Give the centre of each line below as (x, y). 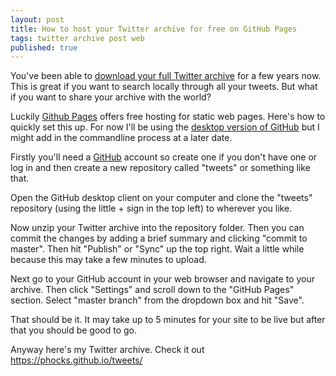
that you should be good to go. (74, 330)
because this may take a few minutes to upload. (108, 260)
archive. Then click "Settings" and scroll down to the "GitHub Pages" (152, 290)
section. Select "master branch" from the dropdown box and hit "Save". (157, 300)
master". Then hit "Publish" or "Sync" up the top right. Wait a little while (157, 249)
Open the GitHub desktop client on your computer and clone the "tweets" (161, 198)
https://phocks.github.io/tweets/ (76, 360)
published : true (44, 47)
